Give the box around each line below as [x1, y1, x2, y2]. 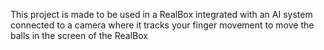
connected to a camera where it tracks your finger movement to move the [10, 19, 315, 31]
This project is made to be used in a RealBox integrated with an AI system [10, 9, 313, 20]
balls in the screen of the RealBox [10, 30, 148, 41]
